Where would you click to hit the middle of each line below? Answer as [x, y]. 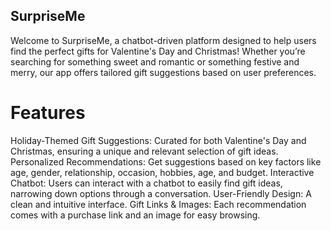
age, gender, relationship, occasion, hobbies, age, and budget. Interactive [162, 172]
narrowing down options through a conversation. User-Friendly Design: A [161, 193]
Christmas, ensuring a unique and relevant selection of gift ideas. [144, 151]
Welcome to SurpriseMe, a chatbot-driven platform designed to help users [163, 40]
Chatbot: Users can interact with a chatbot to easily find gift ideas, [146, 183]
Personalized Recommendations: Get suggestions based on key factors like [166, 161]
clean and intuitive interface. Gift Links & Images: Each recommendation [158, 204]
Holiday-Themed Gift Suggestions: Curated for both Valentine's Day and [158, 140]
